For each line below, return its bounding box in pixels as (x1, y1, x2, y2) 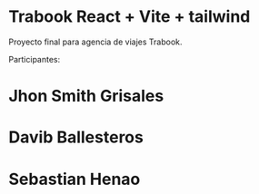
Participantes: (8, 53, 61, 64)
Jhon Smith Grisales (8, 86, 164, 106)
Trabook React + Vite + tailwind (8, 6, 251, 27)
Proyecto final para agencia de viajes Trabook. (8, 36, 183, 47)
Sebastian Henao (8, 169, 141, 189)
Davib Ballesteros (8, 127, 144, 148)
